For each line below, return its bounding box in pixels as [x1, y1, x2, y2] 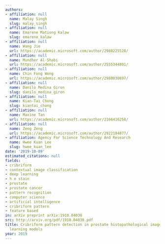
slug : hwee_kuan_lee [9, 145, 52, 150]
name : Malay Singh [9, 16, 48, 21]
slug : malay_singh [9, 21, 48, 26]
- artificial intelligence [5, 199, 60, 204]
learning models [9, 227, 43, 232]
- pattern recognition [5, 190, 52, 195]
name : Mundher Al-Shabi [9, 58, 58, 62]
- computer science [5, 195, 45, 200]
